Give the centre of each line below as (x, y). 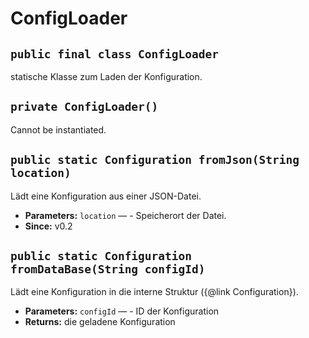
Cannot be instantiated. (58, 129)
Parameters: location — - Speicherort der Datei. (125, 215)
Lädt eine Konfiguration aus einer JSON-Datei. (106, 196)
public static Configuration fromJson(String (155, 160)
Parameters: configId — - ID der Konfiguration (122, 311)
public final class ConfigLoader (115, 54)
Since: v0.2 (48, 226)
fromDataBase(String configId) (108, 269)
